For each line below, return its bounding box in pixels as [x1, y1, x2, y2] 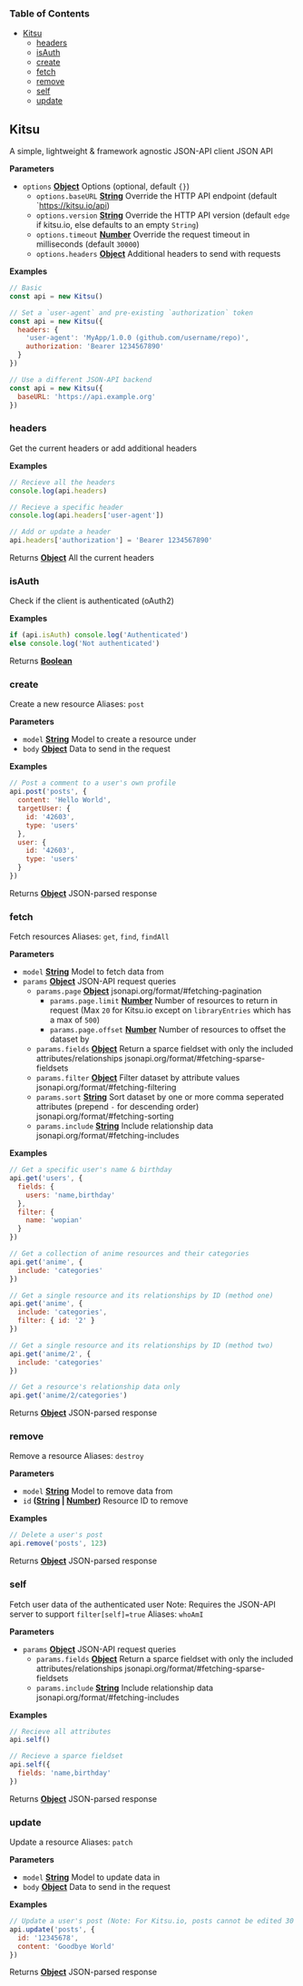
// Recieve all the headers [9, 477, 116, 487]
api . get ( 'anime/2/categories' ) [9, 1391, 128, 1400]
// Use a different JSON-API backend [9, 375, 152, 384]
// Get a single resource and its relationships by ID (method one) [9, 1291, 274, 1300]
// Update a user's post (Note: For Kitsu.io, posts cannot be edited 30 [9, 1917, 295, 1926]
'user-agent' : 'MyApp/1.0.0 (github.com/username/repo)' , [25, 334, 249, 343]
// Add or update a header [9, 527, 112, 537]
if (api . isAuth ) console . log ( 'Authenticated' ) [9, 631, 189, 640]
